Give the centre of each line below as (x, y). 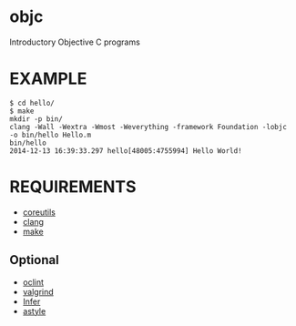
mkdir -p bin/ (36, 119)
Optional (34, 260)
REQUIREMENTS (73, 187)
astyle (34, 311)
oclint (33, 282)
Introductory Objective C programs (75, 42)
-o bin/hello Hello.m (51, 135)
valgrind (38, 291)
